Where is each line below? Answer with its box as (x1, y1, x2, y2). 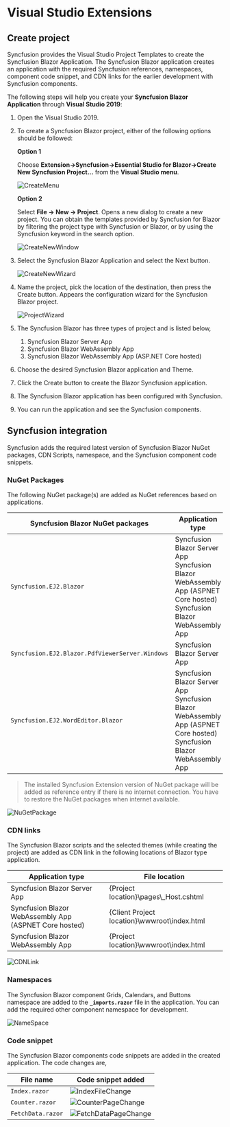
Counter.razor (10, 1099, 57, 1106)
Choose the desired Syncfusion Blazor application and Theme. (16, 365, 194, 374)
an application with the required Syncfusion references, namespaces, (7, 65, 203, 73)
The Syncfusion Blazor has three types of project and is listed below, (16, 324, 212, 332)
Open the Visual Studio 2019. (16, 113, 99, 122)
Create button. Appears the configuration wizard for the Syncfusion (16, 291, 207, 298)
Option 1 (16, 148, 41, 155)
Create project (7, 32, 70, 44)
